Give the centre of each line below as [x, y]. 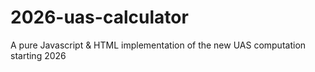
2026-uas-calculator [99, 17]
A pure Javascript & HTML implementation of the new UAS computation [158, 45]
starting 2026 [38, 55]
